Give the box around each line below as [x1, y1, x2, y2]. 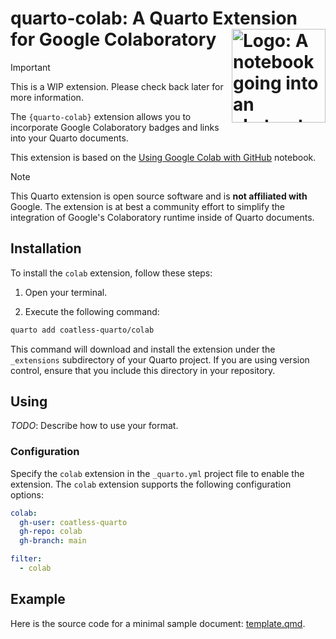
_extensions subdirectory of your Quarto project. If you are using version [10, 353, 310, 366]
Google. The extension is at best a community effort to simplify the [10, 200, 285, 212]
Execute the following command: [24, 305, 160, 317]
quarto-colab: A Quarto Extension [10, 7, 298, 30]
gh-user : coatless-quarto [19, 517, 128, 527]
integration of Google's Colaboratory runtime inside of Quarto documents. [10, 211, 315, 223]
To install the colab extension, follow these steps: [10, 267, 213, 279]
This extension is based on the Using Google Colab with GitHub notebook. [10, 151, 317, 163]
